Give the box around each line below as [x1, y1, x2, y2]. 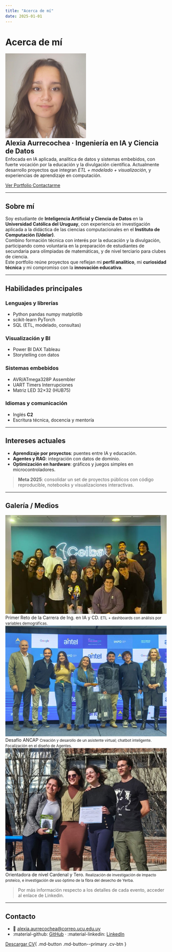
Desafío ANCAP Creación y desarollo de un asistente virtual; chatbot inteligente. [5, 737, 152, 743]
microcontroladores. [12, 466, 56, 473]
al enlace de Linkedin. [17, 893, 64, 899]
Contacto [5, 912, 36, 921]
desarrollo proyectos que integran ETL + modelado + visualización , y [5, 167, 152, 173]
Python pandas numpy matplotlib [12, 311, 83, 317]
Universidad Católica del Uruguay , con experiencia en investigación [5, 221, 150, 227]
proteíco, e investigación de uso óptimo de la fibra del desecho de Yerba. [5, 878, 134, 883]
